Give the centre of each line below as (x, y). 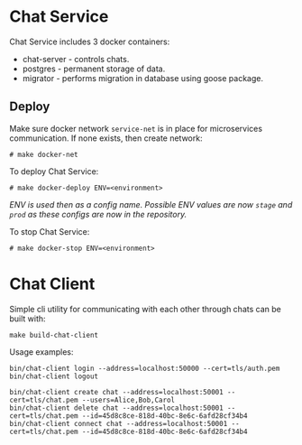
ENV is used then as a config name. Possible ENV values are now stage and (151, 204)
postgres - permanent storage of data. (94, 69)
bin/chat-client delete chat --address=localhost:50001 (116, 408)
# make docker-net (44, 154)
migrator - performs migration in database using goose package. (143, 78)
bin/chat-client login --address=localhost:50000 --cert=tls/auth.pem (145, 368)
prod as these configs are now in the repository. (98, 214)
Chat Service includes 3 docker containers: (90, 42)
